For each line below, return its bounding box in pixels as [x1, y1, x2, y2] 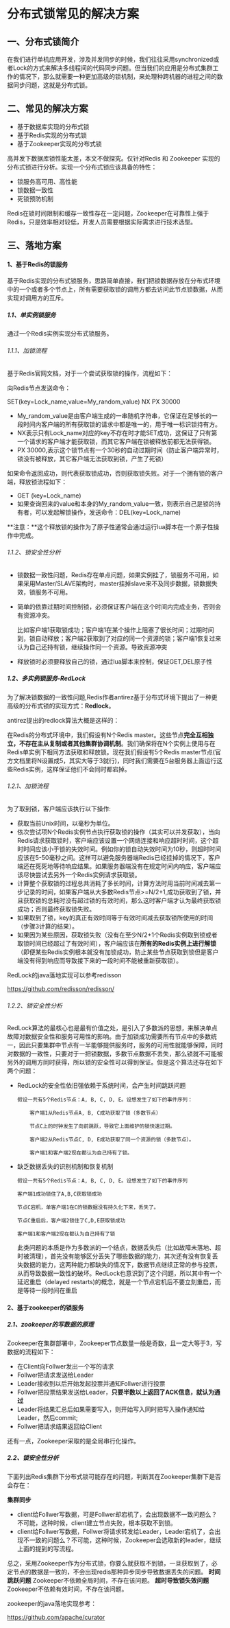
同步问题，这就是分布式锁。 [12, 81, 91, 89]
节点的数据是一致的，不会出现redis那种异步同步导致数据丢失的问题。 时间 [12, 1568, 221, 1576]
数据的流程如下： [7, 1347, 55, 1356]
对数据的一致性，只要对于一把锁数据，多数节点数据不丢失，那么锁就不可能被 [7, 1049, 223, 1058]
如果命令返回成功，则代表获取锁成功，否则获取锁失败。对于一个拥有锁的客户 [7, 469, 223, 477]
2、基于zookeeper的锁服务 [7, 1303, 84, 1312]
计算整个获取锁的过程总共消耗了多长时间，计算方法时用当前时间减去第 [16, 879, 216, 887]
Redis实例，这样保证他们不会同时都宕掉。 [12, 765, 131, 773]
